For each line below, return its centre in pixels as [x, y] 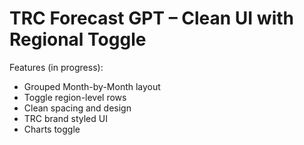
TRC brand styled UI [65, 118]
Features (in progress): [56, 67]
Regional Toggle [78, 39]
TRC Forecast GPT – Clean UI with [151, 18]
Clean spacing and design [77, 108]
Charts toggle [52, 129]
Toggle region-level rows [75, 97]
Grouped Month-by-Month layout [92, 86]
